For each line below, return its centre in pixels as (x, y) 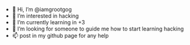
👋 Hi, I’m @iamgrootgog (42, 9)
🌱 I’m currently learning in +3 (48, 22)
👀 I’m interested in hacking (45, 16)
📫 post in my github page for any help (60, 36)
